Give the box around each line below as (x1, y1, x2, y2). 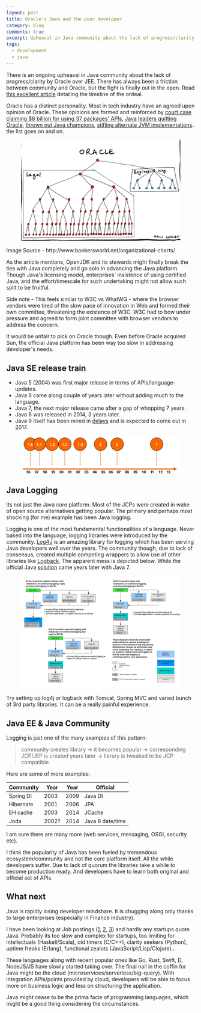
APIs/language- (137, 379, 176, 386)
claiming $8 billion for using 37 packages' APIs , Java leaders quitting (6, 115, 177, 122)
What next (6, 892, 46, 902)
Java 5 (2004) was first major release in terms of (14, 379, 136, 386)
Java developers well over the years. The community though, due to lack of (6, 544, 193, 552)
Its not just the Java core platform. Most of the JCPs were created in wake (6, 501, 190, 508)
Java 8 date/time (84, 817, 126, 824)
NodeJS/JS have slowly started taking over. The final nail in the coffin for (6, 963, 187, 970)
